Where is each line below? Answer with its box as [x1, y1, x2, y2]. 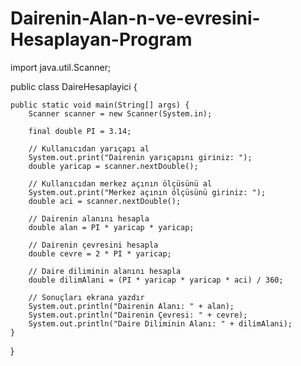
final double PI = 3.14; [28, 126, 132, 136]
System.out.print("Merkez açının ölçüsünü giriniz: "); [28, 187, 267, 197]
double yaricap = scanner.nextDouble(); [28, 161, 199, 171]
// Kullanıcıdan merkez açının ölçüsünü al [28, 178, 213, 189]
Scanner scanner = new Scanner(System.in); [28, 108, 213, 119]
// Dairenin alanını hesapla [28, 213, 150, 224]
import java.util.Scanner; [10, 61, 112, 73]
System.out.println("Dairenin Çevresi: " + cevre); [28, 310, 248, 320]
